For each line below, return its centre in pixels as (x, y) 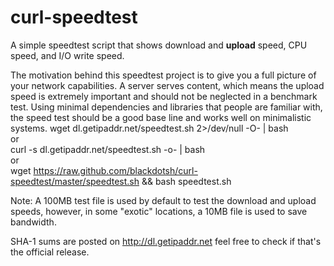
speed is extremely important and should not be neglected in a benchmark (164, 96)
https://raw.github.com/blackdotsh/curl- (115, 170)
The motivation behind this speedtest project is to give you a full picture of (163, 75)
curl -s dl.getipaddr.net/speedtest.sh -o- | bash (108, 149)
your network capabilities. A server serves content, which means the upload (167, 85)
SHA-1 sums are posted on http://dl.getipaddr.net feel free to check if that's (166, 241)
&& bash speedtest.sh (186, 181)
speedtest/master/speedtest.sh (75, 181)
